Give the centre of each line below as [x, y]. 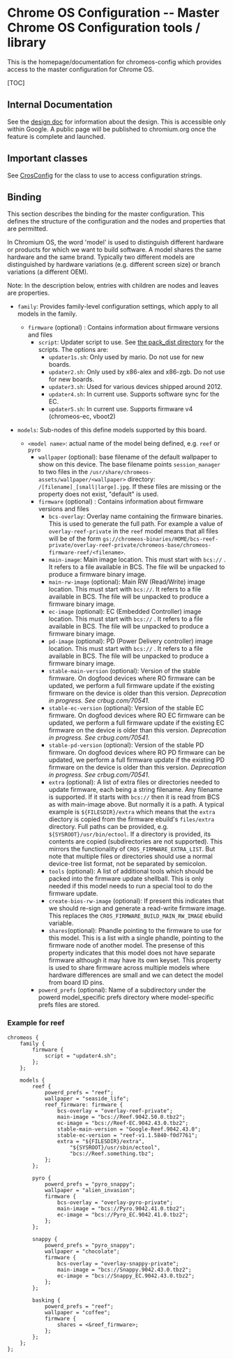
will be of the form [75, 538]
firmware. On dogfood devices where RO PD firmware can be [137, 753]
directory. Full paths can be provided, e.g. [108, 827]
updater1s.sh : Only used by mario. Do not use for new [126, 357]
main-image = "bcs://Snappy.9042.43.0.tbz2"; [124, 1270]
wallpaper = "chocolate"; [82, 1251]
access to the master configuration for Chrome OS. [81, 69]
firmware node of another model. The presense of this [126, 946]
